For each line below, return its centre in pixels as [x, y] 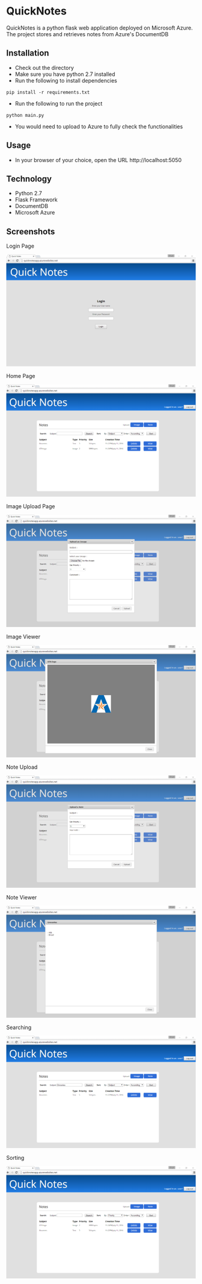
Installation [28, 53]
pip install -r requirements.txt [48, 92]
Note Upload [22, 767]
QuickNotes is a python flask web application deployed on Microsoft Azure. [100, 28]
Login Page [20, 246]
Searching [19, 1028]
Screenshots [31, 231]
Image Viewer [23, 637]
